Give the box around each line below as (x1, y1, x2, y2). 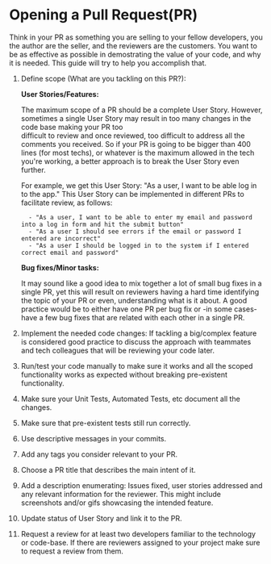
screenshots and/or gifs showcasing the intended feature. (20, 498, 214, 508)
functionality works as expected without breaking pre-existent (20, 370, 228, 379)
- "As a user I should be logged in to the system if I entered (28, 241, 249, 249)
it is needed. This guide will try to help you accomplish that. (9, 58, 207, 68)
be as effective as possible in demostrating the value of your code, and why (9, 49, 261, 59)
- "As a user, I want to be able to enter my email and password (28, 213, 252, 221)
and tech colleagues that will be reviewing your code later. (20, 345, 215, 355)
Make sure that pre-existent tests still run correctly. (20, 418, 191, 428)
